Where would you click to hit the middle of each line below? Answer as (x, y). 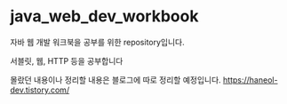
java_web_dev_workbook (104, 16)
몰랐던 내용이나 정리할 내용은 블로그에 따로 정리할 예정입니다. (116, 80)
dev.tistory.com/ (40, 90)
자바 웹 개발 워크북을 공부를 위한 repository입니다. (97, 42)
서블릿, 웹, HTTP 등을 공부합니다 (67, 60)
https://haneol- (250, 80)
